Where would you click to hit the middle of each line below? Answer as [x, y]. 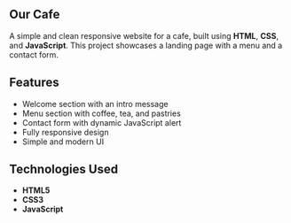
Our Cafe [35, 15]
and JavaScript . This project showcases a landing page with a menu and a [146, 45]
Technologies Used [63, 169]
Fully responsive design [65, 132]
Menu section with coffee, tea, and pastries [102, 113]
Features [34, 83]
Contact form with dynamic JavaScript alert [102, 122]
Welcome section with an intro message [95, 104]
